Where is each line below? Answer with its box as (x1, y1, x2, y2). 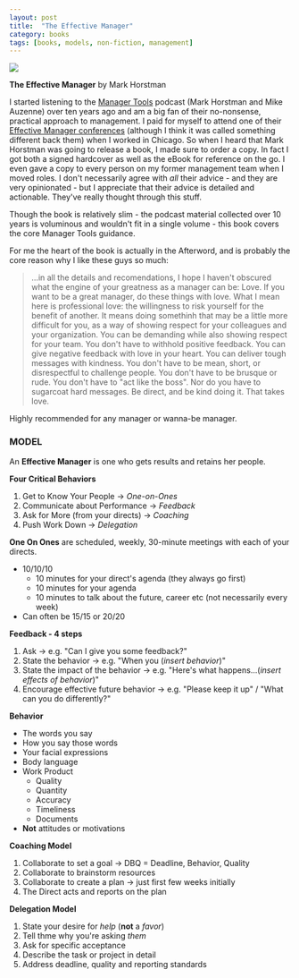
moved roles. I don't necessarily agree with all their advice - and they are (9, 173, 278, 183)
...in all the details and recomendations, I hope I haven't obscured (30, 272, 272, 283)
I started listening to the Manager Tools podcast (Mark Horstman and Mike (9, 97, 283, 107)
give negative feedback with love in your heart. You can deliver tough (30, 348, 287, 359)
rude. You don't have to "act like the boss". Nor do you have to (30, 377, 262, 387)
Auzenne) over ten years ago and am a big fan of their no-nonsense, (9, 106, 262, 117)
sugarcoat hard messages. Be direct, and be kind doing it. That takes (30, 387, 286, 397)
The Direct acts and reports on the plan (21, 886, 167, 897)
